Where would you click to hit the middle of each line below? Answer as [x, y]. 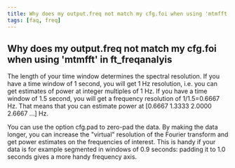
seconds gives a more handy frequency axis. [72, 157]
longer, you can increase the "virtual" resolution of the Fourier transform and [118, 134]
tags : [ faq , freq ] [34, 20]
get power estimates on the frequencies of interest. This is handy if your [112, 142]
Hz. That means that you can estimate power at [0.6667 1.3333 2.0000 [109, 106]
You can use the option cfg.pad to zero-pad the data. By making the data [113, 127]
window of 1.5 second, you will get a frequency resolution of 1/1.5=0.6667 [114, 99]
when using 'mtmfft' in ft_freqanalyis [90, 59]
